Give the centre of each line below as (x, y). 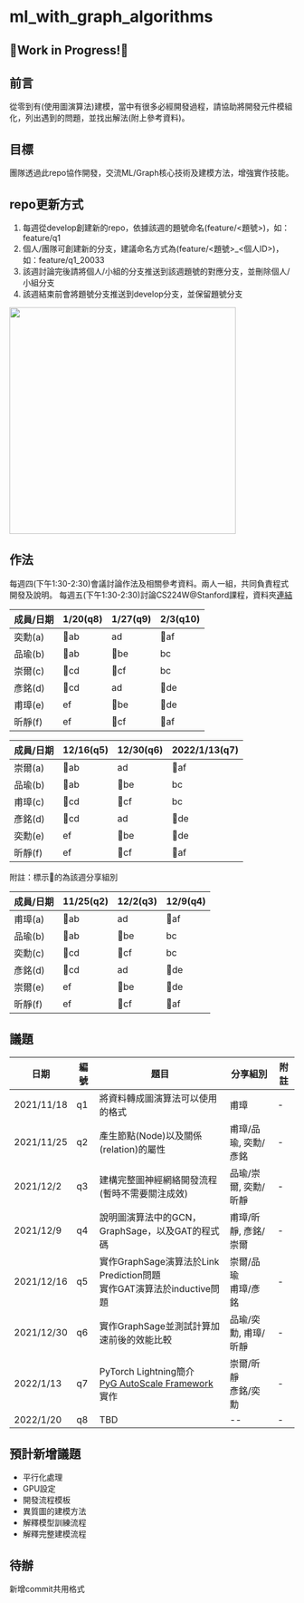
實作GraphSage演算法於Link (159, 1261)
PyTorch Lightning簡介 (147, 1371)
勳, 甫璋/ (247, 1333)
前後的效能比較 (140, 1339)
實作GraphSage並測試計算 (155, 1326)
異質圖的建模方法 (54, 1511)
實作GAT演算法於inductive (155, 1288)
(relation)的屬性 (132, 1149)
